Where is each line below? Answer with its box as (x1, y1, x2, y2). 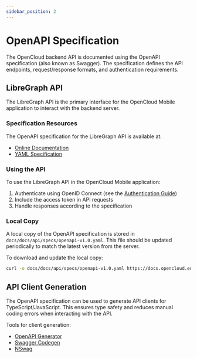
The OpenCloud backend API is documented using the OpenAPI (6, 53, 160, 61)
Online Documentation (14, 144, 69, 151)
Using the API (6, 165, 46, 173)
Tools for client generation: (6, 321, 72, 328)
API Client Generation (6, 282, 87, 292)
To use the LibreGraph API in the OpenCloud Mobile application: (6, 178, 161, 185)
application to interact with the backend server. (6, 105, 120, 112)
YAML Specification (14, 150, 63, 158)
